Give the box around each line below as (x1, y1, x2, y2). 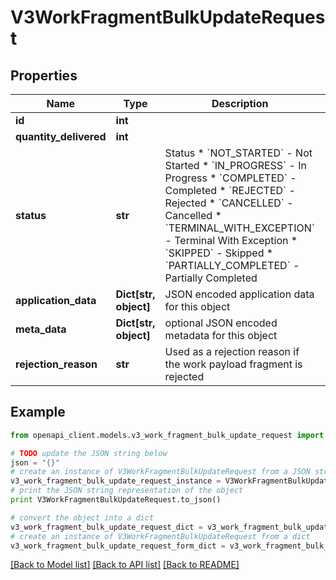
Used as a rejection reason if (164, 345, 300, 358)
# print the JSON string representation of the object (10, 486, 244, 496)
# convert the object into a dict (10, 512, 155, 523)
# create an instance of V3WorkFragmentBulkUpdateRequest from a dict (10, 531, 311, 541)
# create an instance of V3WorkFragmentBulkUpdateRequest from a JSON (10, 467, 311, 477)
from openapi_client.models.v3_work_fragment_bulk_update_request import (10, 430, 325, 440)
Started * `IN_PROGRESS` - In (164, 159, 307, 172)
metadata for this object (164, 329, 278, 342)
